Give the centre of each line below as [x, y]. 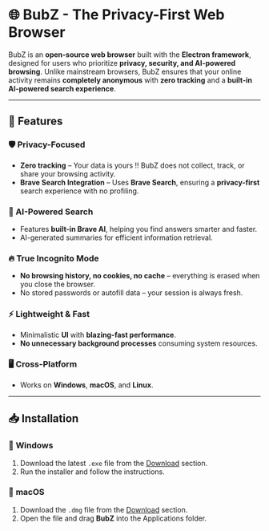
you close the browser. [58, 284]
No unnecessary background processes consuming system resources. [139, 343]
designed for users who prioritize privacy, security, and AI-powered [122, 63]
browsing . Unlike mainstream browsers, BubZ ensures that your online [125, 71]
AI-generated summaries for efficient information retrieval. [116, 237]
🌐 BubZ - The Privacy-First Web [116, 15]
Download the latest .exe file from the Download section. [114, 463]
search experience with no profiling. [79, 191]
